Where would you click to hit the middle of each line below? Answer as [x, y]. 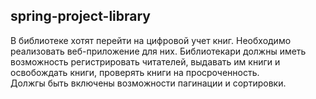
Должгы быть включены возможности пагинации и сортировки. [148, 83]
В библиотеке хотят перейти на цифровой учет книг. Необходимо [151, 40]
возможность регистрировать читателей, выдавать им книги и [145, 61]
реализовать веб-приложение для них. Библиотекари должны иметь [158, 51]
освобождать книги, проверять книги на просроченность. [135, 72]
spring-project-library [80, 16]
